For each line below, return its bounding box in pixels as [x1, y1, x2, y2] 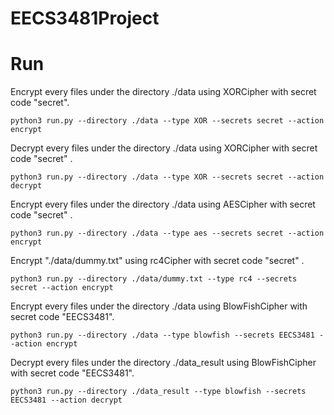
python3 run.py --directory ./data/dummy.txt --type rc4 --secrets [10, 274, 298, 284]
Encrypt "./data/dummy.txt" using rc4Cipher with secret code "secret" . [10, 255, 305, 267]
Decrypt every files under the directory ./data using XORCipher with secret [10, 142, 318, 154]
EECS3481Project [10, 7, 160, 30]
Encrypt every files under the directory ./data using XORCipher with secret [10, 86, 317, 98]
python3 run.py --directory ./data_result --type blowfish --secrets [10, 387, 307, 397]
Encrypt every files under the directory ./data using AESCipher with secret [10, 198, 316, 211]
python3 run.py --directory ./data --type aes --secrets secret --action [10, 228, 325, 239]
